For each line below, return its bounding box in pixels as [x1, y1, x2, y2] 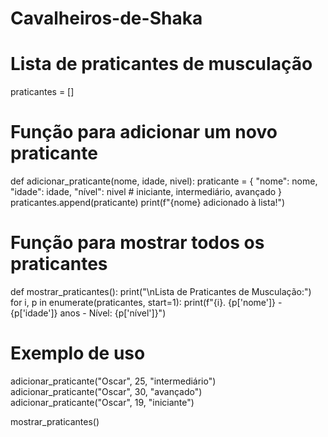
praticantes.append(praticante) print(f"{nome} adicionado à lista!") [10, 197, 286, 209]
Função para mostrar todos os [10, 232, 265, 254]
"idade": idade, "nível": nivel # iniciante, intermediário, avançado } [10, 186, 283, 198]
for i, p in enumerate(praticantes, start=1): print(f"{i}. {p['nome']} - [10, 297, 283, 308]
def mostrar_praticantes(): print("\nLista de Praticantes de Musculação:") [10, 286, 312, 297]
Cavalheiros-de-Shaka [10, 7, 203, 30]
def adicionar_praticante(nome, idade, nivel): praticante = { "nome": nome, [10, 175, 318, 187]
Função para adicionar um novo [10, 121, 278, 144]
